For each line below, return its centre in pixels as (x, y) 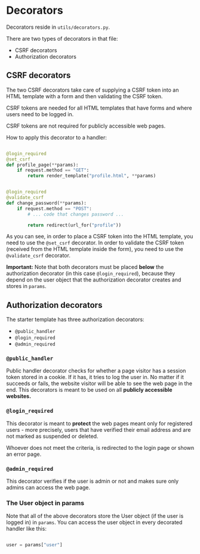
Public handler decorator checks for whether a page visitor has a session (96, 371)
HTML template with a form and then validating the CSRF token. (84, 96)
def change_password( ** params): (46, 203)
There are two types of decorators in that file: (62, 38)
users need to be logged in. (40, 114)
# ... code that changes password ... (76, 214)
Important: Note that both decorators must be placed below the (85, 267)
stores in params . (26, 286)
